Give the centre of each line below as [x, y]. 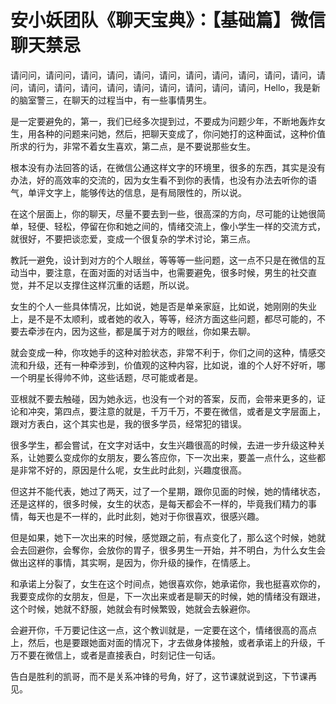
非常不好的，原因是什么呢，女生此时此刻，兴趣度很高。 [132, 470]
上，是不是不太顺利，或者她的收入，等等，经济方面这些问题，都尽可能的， [163, 318]
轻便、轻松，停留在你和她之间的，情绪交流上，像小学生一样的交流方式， [176, 226]
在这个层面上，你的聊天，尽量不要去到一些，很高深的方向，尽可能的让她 [159, 213]
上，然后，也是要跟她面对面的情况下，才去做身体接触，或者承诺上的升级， [163, 642]
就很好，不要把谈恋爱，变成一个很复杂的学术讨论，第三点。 [133, 238]
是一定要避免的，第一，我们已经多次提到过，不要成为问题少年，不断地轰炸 [163, 121]
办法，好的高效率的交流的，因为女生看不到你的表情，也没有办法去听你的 [159, 180]
